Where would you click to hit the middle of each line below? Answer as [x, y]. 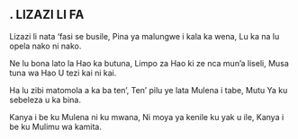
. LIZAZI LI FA [47, 15]
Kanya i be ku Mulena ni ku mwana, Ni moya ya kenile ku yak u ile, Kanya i [147, 117]
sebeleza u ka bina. [45, 100]
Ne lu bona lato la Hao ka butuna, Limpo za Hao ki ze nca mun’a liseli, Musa [149, 63]
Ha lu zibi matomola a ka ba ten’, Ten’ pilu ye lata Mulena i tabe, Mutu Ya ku [149, 90]
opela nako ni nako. [45, 46]
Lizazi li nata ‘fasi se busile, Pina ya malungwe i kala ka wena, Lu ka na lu [144, 36]
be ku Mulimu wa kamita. [55, 126]
